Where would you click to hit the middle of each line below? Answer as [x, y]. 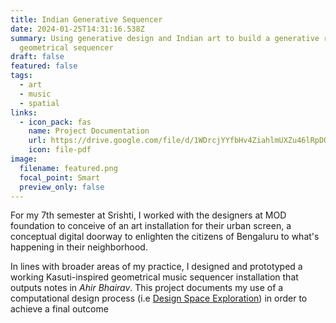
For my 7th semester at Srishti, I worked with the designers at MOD [148, 215]
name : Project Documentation [89, 131]
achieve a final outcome [59, 309]
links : [24, 112]
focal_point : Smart [60, 177]
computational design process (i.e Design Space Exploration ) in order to [159, 298]
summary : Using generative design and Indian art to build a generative [165, 38]
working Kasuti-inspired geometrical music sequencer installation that [154, 277]
